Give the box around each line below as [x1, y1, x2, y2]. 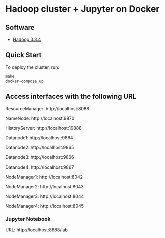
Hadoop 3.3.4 [12, 36, 41, 42]
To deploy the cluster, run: [5, 64, 59, 70]
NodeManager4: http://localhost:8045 [5, 203, 84, 209]
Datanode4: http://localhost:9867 [5, 164, 74, 170]
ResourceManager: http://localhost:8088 [5, 105, 89, 111]
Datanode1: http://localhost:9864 [5, 134, 74, 141]
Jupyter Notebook [5, 215, 51, 222]
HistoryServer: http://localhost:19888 [5, 125, 82, 131]
